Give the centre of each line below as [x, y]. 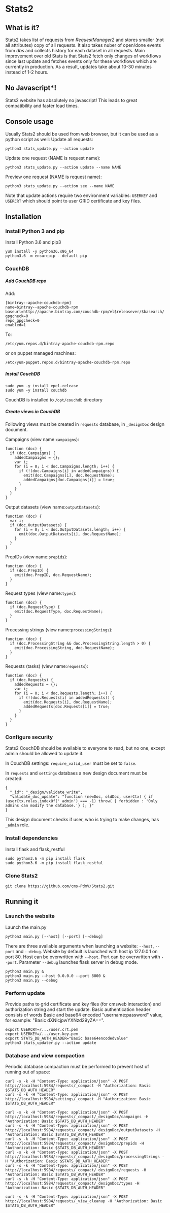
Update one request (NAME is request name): [53, 158]
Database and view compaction [45, 1055]
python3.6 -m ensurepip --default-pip [46, 256]
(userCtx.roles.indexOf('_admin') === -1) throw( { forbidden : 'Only [81, 801]
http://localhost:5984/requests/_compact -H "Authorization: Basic [78, 1086]
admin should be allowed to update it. [44, 754]
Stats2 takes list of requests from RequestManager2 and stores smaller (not [84, 40]
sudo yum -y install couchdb [36, 391]
